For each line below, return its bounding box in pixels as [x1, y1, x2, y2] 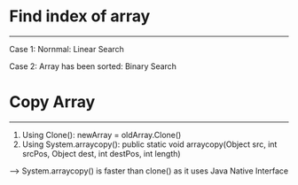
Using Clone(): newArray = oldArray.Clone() [21, 129, 182, 140]
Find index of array [9, 6, 151, 27]
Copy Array [9, 92, 96, 112]
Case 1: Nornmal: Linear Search [9, 43, 124, 54]
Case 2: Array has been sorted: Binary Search [9, 60, 177, 72]
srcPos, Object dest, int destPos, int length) [21, 148, 181, 158]
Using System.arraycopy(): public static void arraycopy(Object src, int [21, 139, 278, 150]
